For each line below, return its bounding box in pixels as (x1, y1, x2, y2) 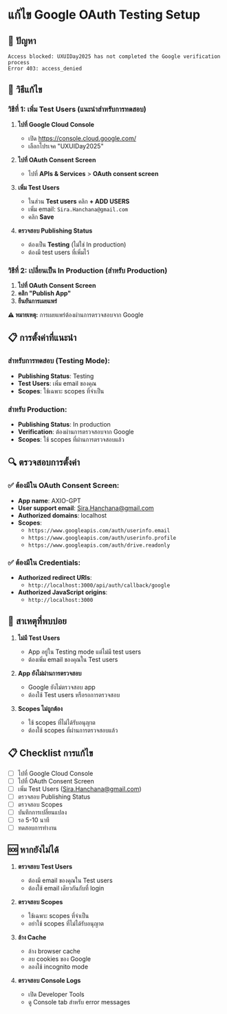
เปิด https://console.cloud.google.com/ (28, 134, 137, 142)
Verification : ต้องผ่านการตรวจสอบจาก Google (17, 427, 135, 436)
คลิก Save (28, 213, 54, 221)
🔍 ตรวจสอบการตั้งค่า (8, 456, 80, 469)
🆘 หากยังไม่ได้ (8, 844, 59, 856)
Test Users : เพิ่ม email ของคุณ (17, 379, 97, 387)
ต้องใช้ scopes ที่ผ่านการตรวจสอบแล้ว (28, 725, 118, 734)
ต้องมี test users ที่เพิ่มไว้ (28, 248, 89, 256)
